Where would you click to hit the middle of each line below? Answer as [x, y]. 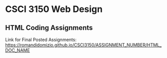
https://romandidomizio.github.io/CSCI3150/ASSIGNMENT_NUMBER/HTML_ [83, 45]
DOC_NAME [17, 50]
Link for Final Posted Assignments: [41, 39]
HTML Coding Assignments [49, 28]
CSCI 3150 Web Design [54, 9]
